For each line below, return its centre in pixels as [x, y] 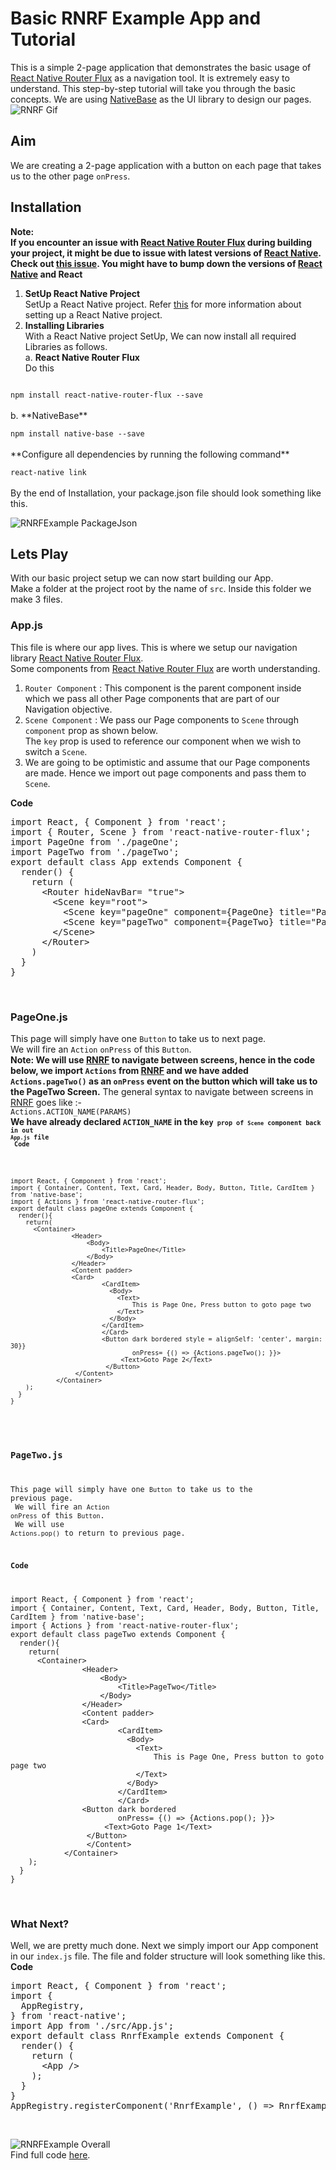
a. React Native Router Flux [82, 357]
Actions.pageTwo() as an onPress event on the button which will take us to [164, 1081]
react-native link [48, 472]
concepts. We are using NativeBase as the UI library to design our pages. [161, 99]
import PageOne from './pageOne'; [95, 841]
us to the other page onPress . [70, 176]
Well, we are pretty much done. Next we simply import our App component [164, 1946]
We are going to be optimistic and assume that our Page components [167, 762]
